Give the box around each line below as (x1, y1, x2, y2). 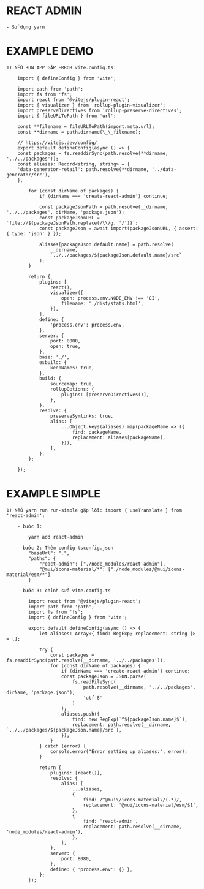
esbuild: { (39, 359, 67, 365)
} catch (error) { (39, 743, 86, 749)
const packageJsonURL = (39, 214, 100, 221)
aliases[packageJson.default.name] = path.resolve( (39, 241, 174, 248)
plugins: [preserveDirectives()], (61, 392, 149, 398)
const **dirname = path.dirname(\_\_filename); (17, 129, 141, 135)
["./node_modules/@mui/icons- (107, 566, 185, 572)
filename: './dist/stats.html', (61, 300, 144, 306)
